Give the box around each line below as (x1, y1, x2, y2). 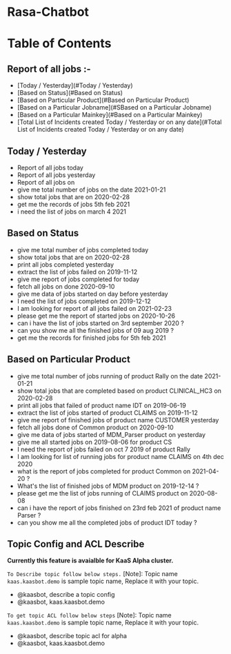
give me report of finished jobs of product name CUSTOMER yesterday (17, 416, 219, 424)
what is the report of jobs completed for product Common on (17, 467, 191, 476)
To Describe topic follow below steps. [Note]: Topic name (7, 570, 178, 578)
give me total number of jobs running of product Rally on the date (17, 371, 203, 380)
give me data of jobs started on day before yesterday (17, 289, 168, 298)
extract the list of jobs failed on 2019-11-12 (17, 267, 138, 276)
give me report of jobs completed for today (17, 275, 140, 283)
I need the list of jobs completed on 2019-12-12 (17, 297, 152, 305)
